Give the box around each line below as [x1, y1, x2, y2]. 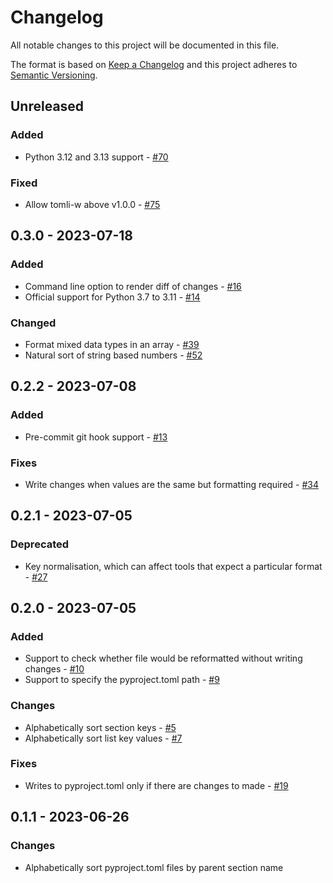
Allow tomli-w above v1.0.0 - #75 [24, 198, 161, 210]
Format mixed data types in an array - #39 [24, 338, 200, 350]
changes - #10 [24, 663, 85, 675]
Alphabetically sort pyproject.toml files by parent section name [24, 861, 284, 873]
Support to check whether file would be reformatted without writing [24, 652, 303, 665]
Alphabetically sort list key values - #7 [24, 732, 183, 744]
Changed [10, 316, 57, 330]
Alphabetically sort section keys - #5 [24, 721, 177, 733]
